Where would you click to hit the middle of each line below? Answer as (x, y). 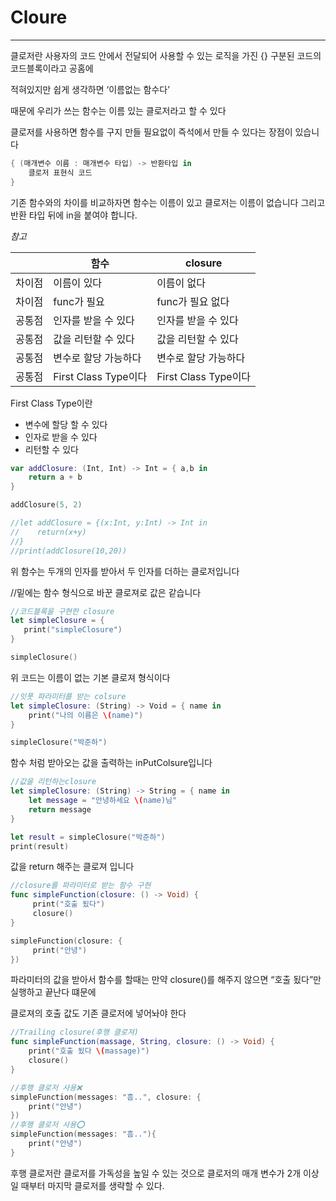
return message (60, 809)
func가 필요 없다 (193, 301)
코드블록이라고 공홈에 (52, 68)
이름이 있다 (78, 283)
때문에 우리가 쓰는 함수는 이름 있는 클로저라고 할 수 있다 (118, 110)
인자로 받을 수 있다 (61, 437)
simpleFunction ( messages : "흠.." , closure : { (106, 1097)
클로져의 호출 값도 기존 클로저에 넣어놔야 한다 (98, 1013)
